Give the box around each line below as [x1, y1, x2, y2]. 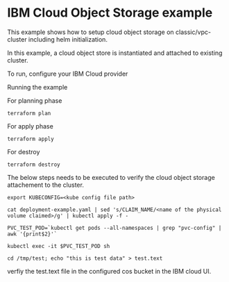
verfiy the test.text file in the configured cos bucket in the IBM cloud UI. [7, 267, 212, 275]
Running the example [7, 83, 68, 91]
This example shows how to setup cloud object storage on [7, 28, 175, 36]
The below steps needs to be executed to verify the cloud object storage [7, 173, 215, 181]
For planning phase [7, 96, 62, 105]
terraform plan [7, 110, 51, 117]
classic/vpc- [176, 28, 212, 36]
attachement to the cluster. [7, 181, 85, 189]
